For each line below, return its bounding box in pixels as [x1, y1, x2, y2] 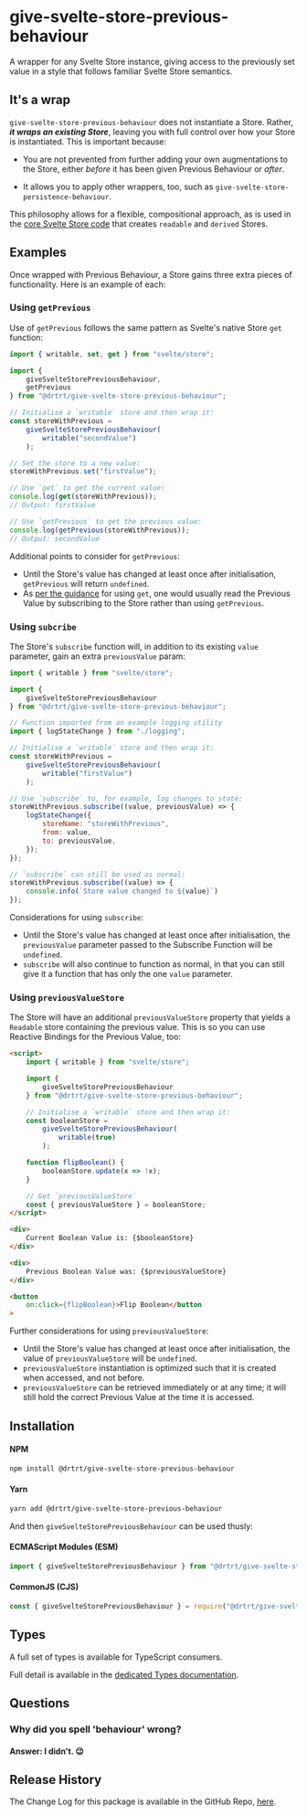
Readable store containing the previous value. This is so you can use [9, 1022, 266, 1033]
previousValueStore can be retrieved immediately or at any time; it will [22, 1382, 286, 1393]
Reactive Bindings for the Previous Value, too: [9, 1031, 181, 1043]
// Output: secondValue [9, 534, 101, 543]
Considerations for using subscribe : [9, 912, 144, 923]
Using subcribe [9, 620, 77, 632]
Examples [9, 245, 67, 260]
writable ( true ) [58, 1133, 117, 1142]
